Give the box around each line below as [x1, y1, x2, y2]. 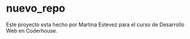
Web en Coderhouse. [6, 27, 57, 34]
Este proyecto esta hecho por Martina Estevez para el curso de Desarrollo [6, 21, 185, 28]
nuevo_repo [6, 2, 66, 15]
